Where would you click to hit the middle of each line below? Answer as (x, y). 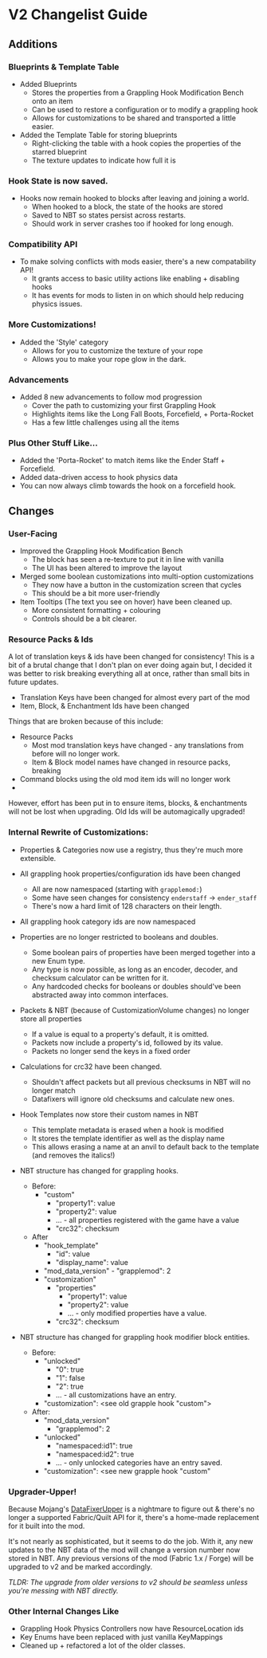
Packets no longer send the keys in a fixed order (111, 1051)
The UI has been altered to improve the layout (107, 568)
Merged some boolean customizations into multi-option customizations (137, 576)
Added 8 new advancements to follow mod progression (111, 397)
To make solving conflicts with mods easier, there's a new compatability (138, 261)
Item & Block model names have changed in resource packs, (131, 762)
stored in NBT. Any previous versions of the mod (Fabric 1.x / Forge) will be (131, 1558)
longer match (53, 1090)
